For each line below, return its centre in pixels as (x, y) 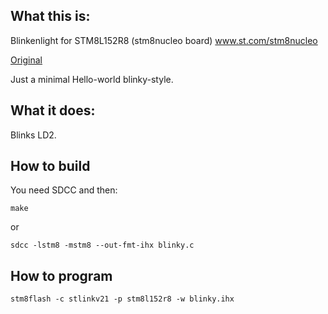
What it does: (53, 110)
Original (26, 60)
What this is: (50, 16)
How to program (61, 275)
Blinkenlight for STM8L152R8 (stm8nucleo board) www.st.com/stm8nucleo (164, 40)
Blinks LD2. (33, 135)
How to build (50, 166)
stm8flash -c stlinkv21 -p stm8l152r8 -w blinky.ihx (122, 299)
